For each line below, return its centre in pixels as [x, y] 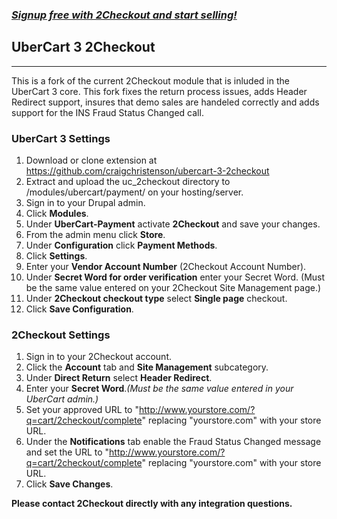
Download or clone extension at [91, 160]
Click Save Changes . [69, 484]
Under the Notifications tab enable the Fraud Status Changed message [173, 442]
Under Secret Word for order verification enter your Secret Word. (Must [175, 277]
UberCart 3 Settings [61, 138]
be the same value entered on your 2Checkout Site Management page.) [173, 288]
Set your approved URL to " [82, 410]
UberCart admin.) [62, 399]
